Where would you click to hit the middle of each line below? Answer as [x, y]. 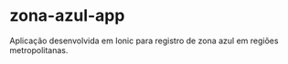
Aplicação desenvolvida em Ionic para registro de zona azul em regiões [144, 41]
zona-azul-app [67, 16]
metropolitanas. [39, 50]
